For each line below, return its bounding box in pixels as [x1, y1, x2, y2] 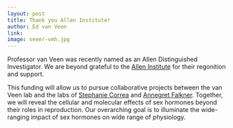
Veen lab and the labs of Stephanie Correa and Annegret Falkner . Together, [7, 91, 223, 99]
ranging [7, 113, 30, 122]
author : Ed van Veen [7, 23, 68, 30]
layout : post [7, 10, 45, 17]
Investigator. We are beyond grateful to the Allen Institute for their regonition [7, 63, 226, 71]
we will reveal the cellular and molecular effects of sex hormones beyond [7, 98, 218, 106]
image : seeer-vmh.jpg [7, 36, 70, 43]
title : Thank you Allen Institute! [7, 17, 111, 24]
